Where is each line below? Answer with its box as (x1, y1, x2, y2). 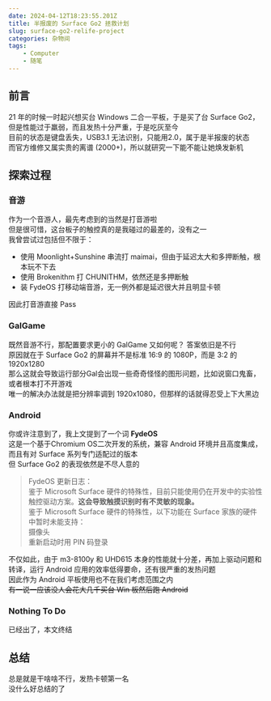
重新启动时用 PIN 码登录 (28, 537, 108, 546)
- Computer (23, 49, 60, 57)
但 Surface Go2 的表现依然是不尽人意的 (8, 459, 140, 469)
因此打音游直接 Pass (8, 300, 77, 309)
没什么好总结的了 (8, 684, 66, 694)
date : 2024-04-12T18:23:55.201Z (8, 11, 117, 20)
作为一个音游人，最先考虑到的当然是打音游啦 (8, 215, 158, 224)
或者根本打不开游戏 (8, 378, 73, 389)
